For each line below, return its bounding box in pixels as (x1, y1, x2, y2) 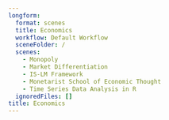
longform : (8, 11, 41, 20)
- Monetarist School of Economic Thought (22, 77, 161, 85)
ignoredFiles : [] (15, 92, 73, 100)
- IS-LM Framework (22, 70, 83, 78)
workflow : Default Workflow (15, 33, 109, 42)
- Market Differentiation (22, 63, 109, 71)
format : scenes (15, 19, 66, 27)
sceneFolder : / (15, 41, 66, 49)
